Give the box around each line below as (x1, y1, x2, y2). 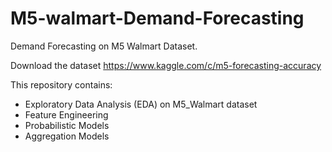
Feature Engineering (24, 108, 109, 121)
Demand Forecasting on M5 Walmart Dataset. (10, 40, 198, 52)
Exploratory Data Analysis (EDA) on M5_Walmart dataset (24, 98, 258, 110)
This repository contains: (10, 78, 113, 91)
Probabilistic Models (24, 119, 110, 131)
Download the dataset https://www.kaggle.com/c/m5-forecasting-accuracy (10, 59, 322, 71)
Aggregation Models (24, 130, 110, 142)
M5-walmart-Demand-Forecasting (10, 7, 305, 30)
